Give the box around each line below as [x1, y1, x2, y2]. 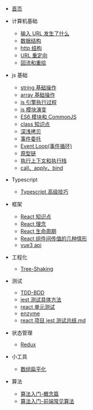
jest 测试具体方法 [20, 296, 62, 303]
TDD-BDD [20, 289, 45, 296]
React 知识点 [20, 213, 51, 220]
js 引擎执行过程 [20, 99, 57, 105]
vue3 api [20, 242, 42, 249]
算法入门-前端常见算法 [20, 398, 75, 405]
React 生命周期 [20, 228, 57, 235]
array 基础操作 [20, 91, 56, 98]
